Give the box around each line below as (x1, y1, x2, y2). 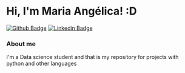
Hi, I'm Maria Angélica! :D (6, 4, 138, 18)
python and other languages (6, 60, 77, 68)
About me (6, 40, 36, 48)
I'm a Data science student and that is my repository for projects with (6, 54, 179, 61)
